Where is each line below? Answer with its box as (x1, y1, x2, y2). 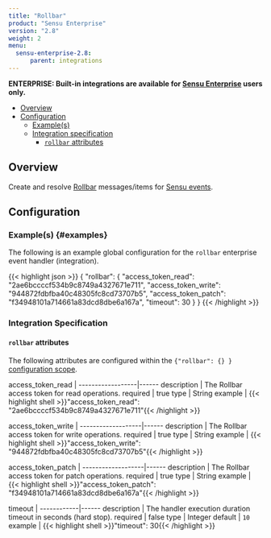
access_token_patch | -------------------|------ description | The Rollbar (8, 462, 250, 472)
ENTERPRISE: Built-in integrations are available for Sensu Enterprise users (8, 78, 263, 89)
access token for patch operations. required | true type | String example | (8, 470, 252, 480)
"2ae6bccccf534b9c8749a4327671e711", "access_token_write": (8, 280, 222, 290)
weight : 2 (8, 34, 42, 43)
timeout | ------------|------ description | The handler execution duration (8, 503, 251, 513)
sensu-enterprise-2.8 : (15, 49, 92, 57)
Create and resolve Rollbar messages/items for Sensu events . (8, 182, 214, 192)
